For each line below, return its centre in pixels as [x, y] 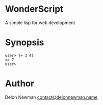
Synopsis [25, 42]
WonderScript [34, 9]
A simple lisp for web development [40, 23]
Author [20, 84]
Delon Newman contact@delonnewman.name [51, 97]
